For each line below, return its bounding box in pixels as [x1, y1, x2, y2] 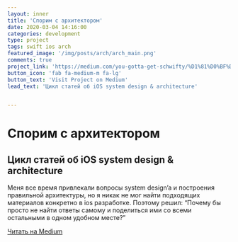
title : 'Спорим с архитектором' [7, 17, 103, 24]
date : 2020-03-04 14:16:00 [7, 23, 87, 30]
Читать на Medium [7, 227, 63, 236]
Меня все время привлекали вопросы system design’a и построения [7, 183, 215, 192]
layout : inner [7, 10, 50, 18]
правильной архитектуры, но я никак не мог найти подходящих [7, 191, 200, 200]
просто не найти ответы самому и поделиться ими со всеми [7, 206, 192, 214]
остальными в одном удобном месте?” [7, 214, 126, 222]
